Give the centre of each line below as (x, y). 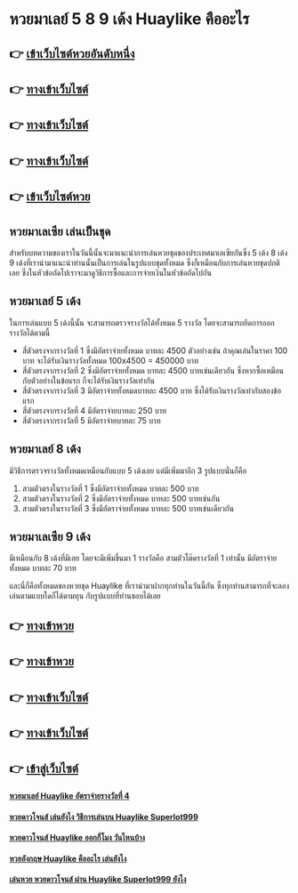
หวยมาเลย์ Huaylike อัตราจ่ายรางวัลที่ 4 (69, 795)
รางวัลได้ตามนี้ (30, 333)
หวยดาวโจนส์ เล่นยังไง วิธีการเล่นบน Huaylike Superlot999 (104, 817)
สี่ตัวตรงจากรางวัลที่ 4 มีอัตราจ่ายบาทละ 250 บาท (94, 410)
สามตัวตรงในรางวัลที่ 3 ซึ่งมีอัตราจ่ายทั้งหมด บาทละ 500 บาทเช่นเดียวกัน (128, 508)
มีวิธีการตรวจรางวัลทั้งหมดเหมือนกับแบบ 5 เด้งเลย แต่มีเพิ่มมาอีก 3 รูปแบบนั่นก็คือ (128, 471)
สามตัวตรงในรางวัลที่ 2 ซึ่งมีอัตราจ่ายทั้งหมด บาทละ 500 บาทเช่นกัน (121, 498)
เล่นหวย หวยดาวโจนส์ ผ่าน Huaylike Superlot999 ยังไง (98, 880)
